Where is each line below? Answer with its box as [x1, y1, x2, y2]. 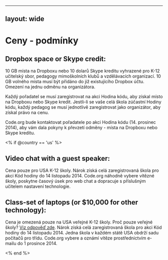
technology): [5, 206, 46, 214]
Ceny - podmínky [5, 35, 78, 46]
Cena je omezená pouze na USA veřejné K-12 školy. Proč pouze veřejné [5, 219, 153, 225]
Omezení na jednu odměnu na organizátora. [5, 84, 95, 90]
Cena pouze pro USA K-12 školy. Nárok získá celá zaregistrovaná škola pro [5, 167, 159, 173]
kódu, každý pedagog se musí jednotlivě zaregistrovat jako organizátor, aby [5, 104, 161, 110]
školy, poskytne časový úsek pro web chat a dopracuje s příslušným [5, 178, 146, 184]
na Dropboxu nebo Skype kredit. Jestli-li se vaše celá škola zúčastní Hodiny [5, 99, 161, 105]
